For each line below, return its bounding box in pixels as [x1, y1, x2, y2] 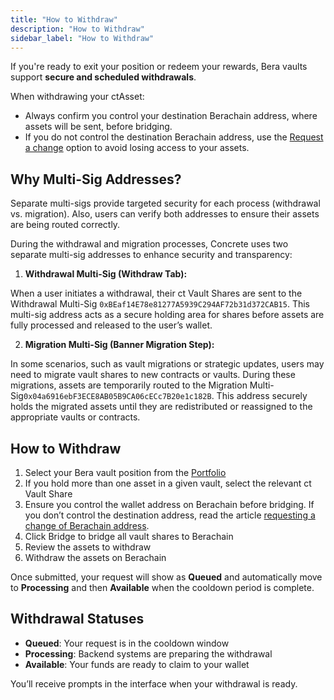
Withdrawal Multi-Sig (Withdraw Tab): [24, 268, 188, 280]
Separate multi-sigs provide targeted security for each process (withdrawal [10, 197, 321, 210]
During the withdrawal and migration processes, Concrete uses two [10, 238, 289, 250]
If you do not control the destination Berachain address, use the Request [24, 131, 324, 143]
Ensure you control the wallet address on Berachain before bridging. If [24, 499, 315, 510]
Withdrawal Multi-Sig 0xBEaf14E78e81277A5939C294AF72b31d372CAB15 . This [10, 298, 310, 310]
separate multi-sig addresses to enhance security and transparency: [10, 249, 293, 261]
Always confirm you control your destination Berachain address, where [24, 110, 318, 122]
